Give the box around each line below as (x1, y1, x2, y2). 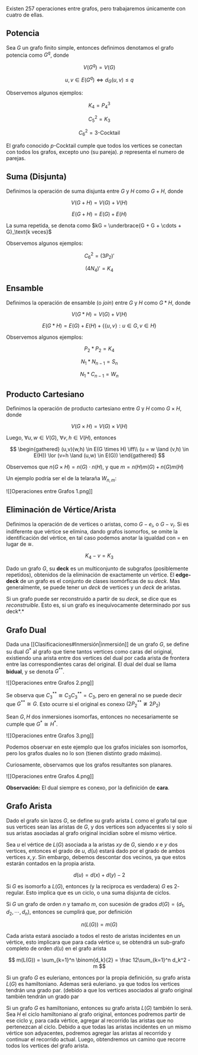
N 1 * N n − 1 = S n (80, 358, 118, 366)
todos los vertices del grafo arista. (6, 1042, 90, 1049)
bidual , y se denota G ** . (6, 666, 65, 675)
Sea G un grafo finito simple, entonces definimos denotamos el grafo (6, 44, 174, 51)
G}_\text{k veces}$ (6, 228, 52, 235)
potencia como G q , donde (6, 50, 69, 59)
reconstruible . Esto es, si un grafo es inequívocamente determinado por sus (6, 601, 191, 609)
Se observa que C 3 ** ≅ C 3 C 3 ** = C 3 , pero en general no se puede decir (6, 691, 182, 700)
